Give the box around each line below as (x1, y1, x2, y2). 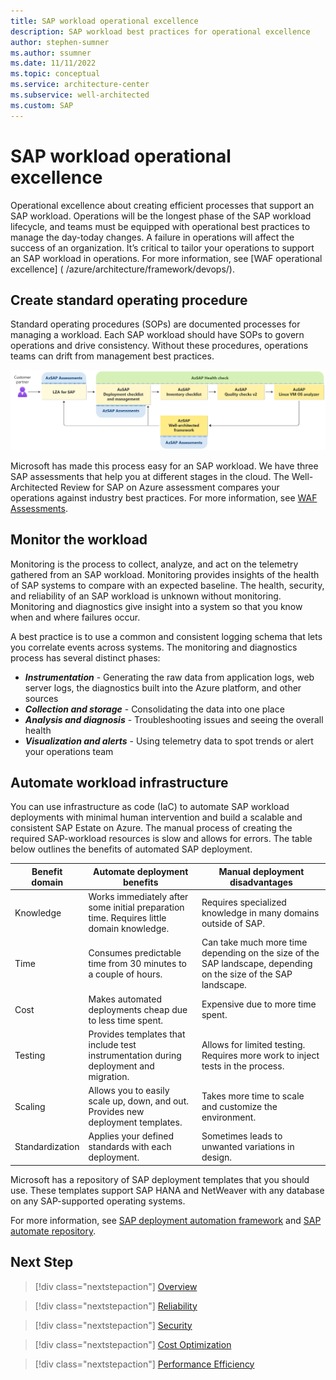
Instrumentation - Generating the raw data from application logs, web (24, 671, 315, 683)
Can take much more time (201, 936, 308, 949)
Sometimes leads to (201, 1130, 283, 1142)
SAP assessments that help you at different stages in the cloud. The (10, 470, 290, 482)
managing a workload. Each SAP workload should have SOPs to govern (10, 329, 305, 341)
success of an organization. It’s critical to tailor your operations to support (10, 241, 315, 254)
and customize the (201, 1100, 278, 1112)
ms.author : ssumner (10, 48, 92, 58)
